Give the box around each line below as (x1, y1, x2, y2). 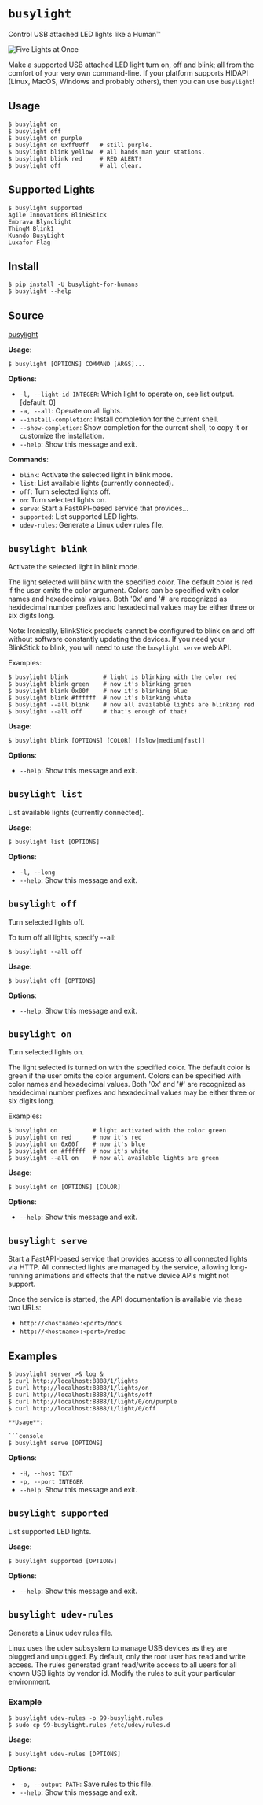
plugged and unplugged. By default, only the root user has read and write (8, 1651, 246, 1661)
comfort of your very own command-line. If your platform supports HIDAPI (8, 68, 249, 77)
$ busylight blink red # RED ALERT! (8, 154, 143, 163)
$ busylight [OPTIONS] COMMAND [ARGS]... (8, 361, 146, 369)
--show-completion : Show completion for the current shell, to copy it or (19, 423, 249, 432)
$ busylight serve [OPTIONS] (8, 1440, 104, 1447)
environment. (8, 1677, 51, 1686)
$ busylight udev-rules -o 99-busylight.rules (8, 1714, 163, 1722)
